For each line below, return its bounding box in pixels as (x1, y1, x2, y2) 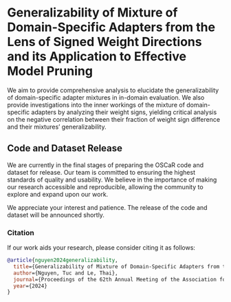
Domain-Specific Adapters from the (7, 19, 215, 35)
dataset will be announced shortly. (7, 211, 105, 219)
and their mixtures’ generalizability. (7, 122, 107, 131)
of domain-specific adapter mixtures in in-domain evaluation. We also (7, 93, 205, 101)
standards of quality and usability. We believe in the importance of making (7, 175, 217, 184)
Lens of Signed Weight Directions (7, 34, 202, 50)
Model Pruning (7, 63, 93, 79)
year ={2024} (13, 282, 48, 290)
